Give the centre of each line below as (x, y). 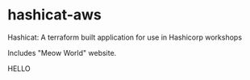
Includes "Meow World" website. (62, 53)
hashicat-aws (55, 15)
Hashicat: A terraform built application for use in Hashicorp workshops (125, 37)
